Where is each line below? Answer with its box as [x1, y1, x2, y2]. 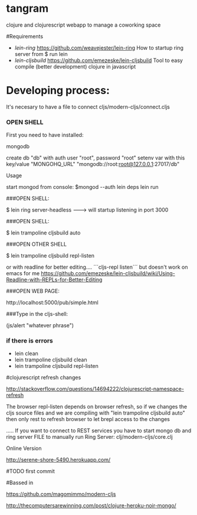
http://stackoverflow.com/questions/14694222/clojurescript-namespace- [6, 386, 185, 393]
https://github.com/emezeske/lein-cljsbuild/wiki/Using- [41, 270, 175, 277]
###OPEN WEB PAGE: [6, 288, 60, 295]
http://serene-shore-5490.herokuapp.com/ [6, 457, 111, 464]
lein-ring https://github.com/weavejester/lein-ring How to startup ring [14, 44, 184, 51]
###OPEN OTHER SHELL [6, 241, 67, 248]
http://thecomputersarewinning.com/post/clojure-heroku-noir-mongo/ [6, 502, 177, 509]
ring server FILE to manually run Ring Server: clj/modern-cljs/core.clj [6, 433, 173, 441]
